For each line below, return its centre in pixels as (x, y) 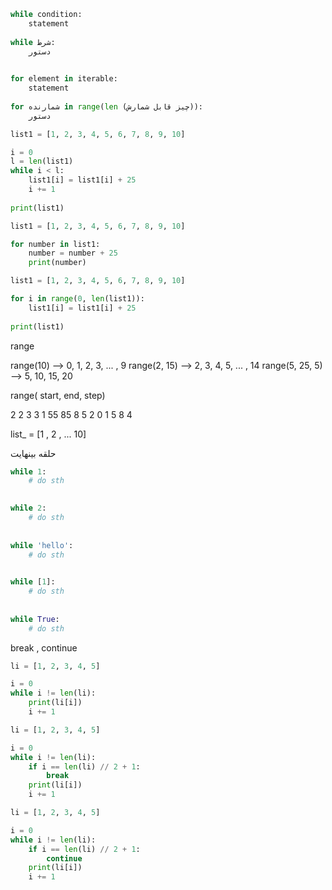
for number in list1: (55, 244)
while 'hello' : (42, 545)
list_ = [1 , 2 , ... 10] (48, 434)
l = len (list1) (42, 161)
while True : (35, 619)
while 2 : (28, 508)
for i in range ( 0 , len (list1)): (77, 299)
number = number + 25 (73, 253)
